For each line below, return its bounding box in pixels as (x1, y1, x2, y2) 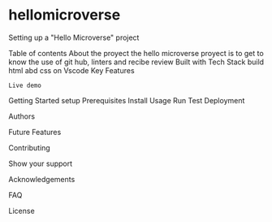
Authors (8, 111, 35, 121)
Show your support (8, 159, 73, 168)
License (8, 206, 35, 215)
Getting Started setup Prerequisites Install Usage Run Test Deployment (8, 95, 245, 105)
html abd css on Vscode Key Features (8, 65, 136, 75)
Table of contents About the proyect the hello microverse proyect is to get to (8, 48, 264, 58)
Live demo (8, 81, 42, 89)
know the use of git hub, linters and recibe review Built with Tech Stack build (8, 57, 265, 67)
